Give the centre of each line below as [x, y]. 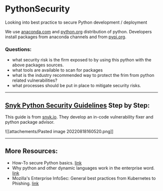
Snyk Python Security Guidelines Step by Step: [77, 105]
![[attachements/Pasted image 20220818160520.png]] [59, 132]
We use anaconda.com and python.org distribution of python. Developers [78, 31]
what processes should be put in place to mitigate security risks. [77, 86]
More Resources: [32, 151]
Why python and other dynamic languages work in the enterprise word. [83, 168]
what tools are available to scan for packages [57, 70]
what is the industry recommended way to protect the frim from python [83, 75]
